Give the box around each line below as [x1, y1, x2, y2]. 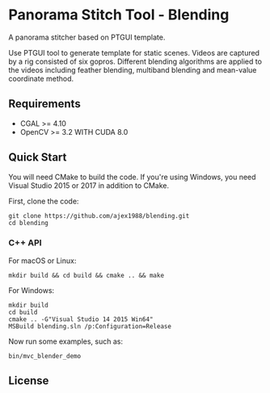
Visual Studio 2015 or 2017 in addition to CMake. [8, 180, 170, 190]
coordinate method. [8, 73, 74, 83]
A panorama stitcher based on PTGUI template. [8, 32, 166, 42]
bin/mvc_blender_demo [8, 352, 82, 360]
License [8, 374, 49, 388]
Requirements [8, 97, 81, 111]
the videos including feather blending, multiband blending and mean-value [8, 65, 257, 74]
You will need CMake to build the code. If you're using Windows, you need [8, 172, 256, 182]
